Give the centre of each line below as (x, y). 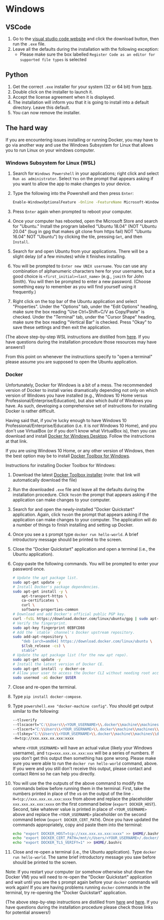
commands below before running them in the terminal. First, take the (81, 788)
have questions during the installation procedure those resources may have (81, 342)
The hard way (27, 128)
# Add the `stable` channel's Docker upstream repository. (74, 632)
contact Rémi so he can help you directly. (54, 773)
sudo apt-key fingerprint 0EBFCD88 (49, 628)
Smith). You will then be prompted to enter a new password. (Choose (82, 281)
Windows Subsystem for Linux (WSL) (51, 163)
